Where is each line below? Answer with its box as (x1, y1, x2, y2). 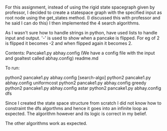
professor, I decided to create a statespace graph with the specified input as (5, 9, 162, 15)
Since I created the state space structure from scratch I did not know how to (5, 100, 162, 106)
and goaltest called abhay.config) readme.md (5, 55, 99, 61)
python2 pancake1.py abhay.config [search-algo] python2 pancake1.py (5, 75, 151, 80)
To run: (5, 65, 20, 71)
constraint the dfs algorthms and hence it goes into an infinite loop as (5, 106, 148, 111)
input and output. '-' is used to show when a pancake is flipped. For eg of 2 (5, 35, 160, 41)
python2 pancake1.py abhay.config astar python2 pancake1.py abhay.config (5, 85, 162, 91)
